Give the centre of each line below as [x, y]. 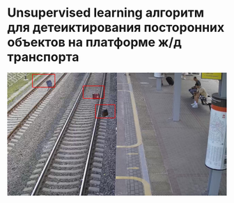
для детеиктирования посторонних [116, 27]
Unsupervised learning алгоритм [106, 13]
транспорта [43, 57]
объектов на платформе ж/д [95, 42]
